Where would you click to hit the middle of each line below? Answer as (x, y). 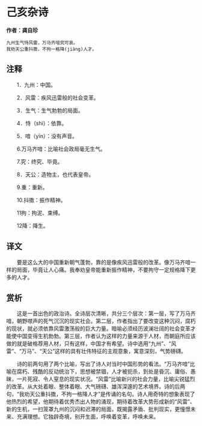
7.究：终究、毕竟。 (40, 161)
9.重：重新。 (32, 187)
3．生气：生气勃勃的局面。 (50, 110)
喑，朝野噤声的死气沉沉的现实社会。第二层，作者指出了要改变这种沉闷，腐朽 (101, 321)
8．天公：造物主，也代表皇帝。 (55, 174)
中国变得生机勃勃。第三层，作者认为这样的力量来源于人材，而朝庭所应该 (106, 336)
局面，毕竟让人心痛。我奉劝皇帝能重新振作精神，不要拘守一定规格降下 (103, 269)
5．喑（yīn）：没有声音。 (47, 136)
